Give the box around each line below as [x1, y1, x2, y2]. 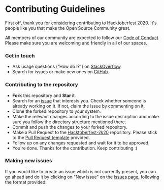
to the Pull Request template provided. [12, 135, 90, 141]
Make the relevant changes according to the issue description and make [12, 113, 159, 119]
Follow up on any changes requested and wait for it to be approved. [12, 140, 150, 145]
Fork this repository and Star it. [12, 93, 76, 98]
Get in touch [5, 52, 35, 59]
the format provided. [5, 179, 47, 185]
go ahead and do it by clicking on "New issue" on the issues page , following [5, 174, 160, 180]
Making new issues [5, 157, 53, 164]
